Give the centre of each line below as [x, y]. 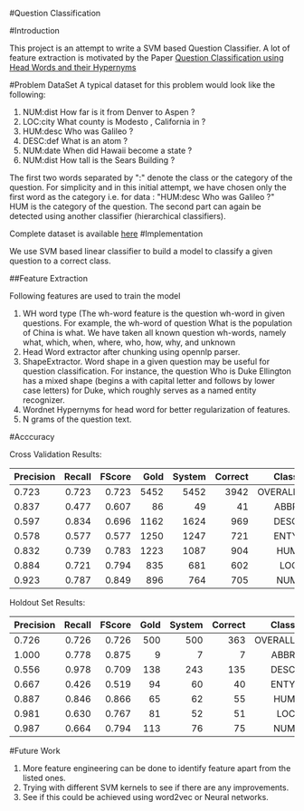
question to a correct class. [60, 261]
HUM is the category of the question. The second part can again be [136, 206]
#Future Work [35, 751]
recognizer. [43, 400]
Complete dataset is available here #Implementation [106, 234]
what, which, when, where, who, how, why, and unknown [129, 342]
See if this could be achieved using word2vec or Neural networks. [145, 797]
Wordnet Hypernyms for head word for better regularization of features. [157, 410]
